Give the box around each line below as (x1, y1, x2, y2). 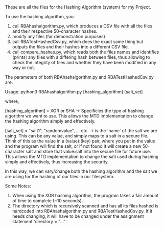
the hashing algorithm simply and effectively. (5, 118, 95, 124)
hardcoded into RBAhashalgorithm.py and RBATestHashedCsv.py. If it (12, 208, 153, 214)
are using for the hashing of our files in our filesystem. (5, 174, 115, 179)
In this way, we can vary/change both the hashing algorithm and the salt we (5, 168, 158, 174)
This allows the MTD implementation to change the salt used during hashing (5, 154, 159, 160)
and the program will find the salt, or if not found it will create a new (5, 143, 141, 149)
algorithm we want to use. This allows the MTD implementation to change (5, 113, 153, 119)
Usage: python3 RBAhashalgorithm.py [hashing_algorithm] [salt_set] (5, 89, 143, 94)
